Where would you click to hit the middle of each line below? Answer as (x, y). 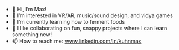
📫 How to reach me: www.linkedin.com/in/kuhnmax (77, 41)
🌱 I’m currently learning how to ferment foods (68, 22)
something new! (32, 35)
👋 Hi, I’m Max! (29, 9)
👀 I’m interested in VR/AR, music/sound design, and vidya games (92, 15)
